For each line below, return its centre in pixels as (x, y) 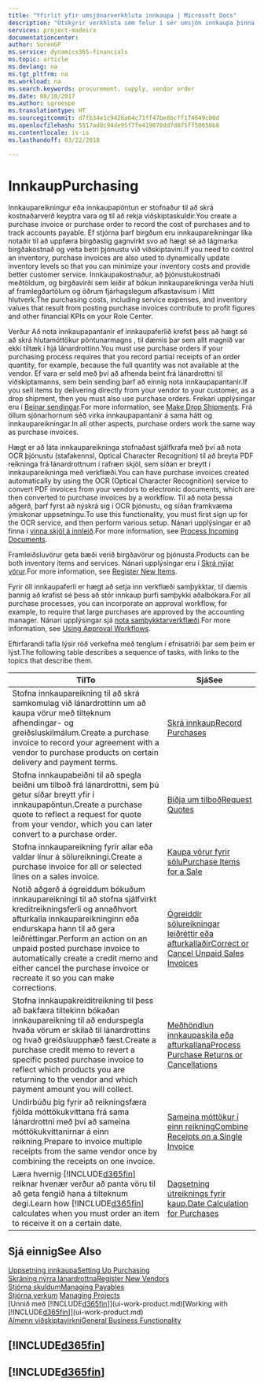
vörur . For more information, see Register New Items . (93, 571)
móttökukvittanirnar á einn (60, 1131)
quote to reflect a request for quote (77, 815)
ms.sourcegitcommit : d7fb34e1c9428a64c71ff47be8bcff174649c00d (114, 118)
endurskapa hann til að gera (64, 929)
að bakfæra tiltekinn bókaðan (66, 1011)
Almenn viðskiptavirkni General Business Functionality (95, 1321)
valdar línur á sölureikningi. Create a (77, 857)
